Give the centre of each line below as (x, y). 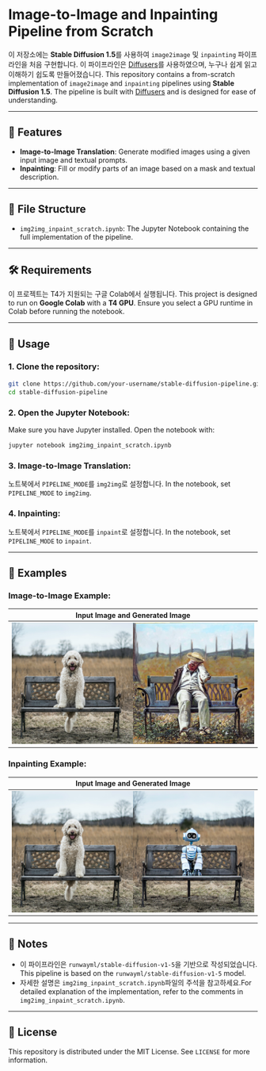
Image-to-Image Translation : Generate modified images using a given (135, 152)
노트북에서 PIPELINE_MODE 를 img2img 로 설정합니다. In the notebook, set (120, 484)
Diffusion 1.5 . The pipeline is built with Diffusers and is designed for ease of (132, 91)
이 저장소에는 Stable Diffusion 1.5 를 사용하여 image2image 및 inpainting (122, 54)
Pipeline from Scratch (81, 31)
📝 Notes (28, 944)
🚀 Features (35, 132)
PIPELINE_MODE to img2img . (50, 493)
